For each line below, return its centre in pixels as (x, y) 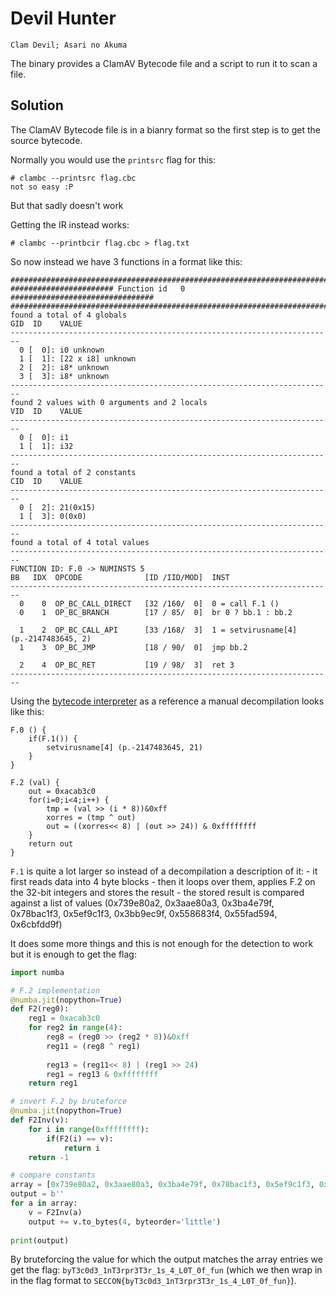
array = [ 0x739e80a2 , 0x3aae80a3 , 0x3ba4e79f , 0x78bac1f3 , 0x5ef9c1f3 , (162, 1185)
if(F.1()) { (53, 738)
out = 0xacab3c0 (62, 791)
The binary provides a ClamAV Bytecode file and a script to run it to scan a (164, 63)
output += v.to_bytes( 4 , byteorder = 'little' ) (125, 1222)
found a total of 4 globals (69, 315)
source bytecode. (46, 140)
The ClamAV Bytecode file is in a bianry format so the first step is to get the (165, 129)
